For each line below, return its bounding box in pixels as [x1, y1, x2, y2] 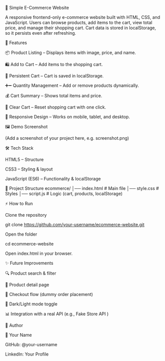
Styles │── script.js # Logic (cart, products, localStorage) [5, 191, 123, 196]
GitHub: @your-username [5, 342, 58, 347]
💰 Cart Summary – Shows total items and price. [5, 93, 102, 99]
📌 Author [5, 322, 23, 328]
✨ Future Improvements [5, 260, 53, 266]
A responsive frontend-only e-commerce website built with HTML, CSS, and [5, 14, 161, 20]
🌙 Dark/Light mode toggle [5, 301, 58, 307]
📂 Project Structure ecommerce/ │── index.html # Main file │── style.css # [5, 185, 159, 191]
